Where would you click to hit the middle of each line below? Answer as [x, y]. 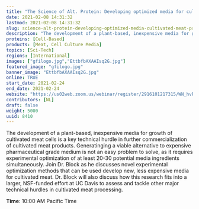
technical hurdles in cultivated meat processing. [65, 189]
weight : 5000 [22, 111]
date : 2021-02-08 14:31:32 [39, 17]
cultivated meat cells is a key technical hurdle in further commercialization [97, 139]
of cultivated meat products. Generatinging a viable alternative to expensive [99, 146]
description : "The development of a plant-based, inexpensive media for [98, 34]
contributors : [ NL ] [30, 99]
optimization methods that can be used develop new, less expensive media [98, 171]
